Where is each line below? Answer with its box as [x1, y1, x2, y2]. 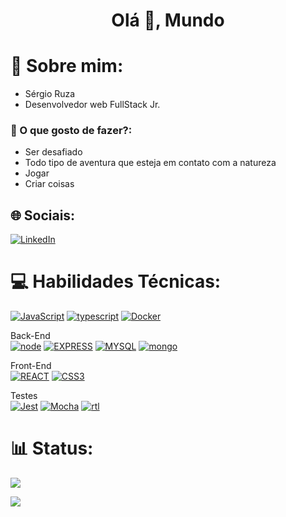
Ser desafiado [24, 146, 83, 158]
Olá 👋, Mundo [111, 9, 225, 32]
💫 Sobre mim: [10, 55, 124, 78]
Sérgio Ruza [24, 88, 76, 100]
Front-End [10, 360, 52, 372]
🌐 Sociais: [10, 207, 76, 224]
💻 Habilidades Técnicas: [10, 270, 222, 293]
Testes [10, 390, 38, 402]
